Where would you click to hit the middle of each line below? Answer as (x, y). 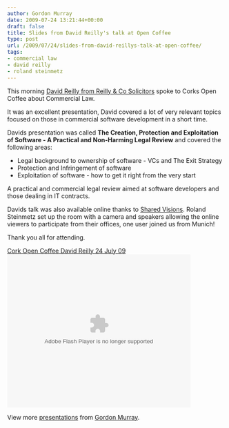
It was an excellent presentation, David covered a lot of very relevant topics (114, 112)
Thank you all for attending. (46, 237)
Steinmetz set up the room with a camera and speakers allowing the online (113, 216)
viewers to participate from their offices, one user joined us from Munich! (111, 224)
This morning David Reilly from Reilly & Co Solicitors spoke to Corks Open (112, 91)
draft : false (26, 26)
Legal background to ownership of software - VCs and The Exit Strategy (120, 160)
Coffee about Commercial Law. (51, 98)
